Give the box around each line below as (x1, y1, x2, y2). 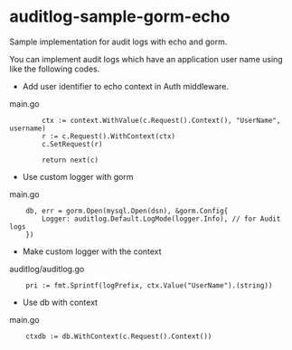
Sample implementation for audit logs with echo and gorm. (9, 36, 228, 47)
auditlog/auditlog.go (9, 263, 85, 274)
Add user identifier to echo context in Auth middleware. (22, 80, 229, 91)
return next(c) (42, 156, 99, 165)
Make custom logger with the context (22, 246, 162, 257)
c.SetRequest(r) (42, 139, 103, 148)
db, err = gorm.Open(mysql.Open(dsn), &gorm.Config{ (25, 206, 229, 215)
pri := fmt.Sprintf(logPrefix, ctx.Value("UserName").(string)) (25, 280, 273, 290)
